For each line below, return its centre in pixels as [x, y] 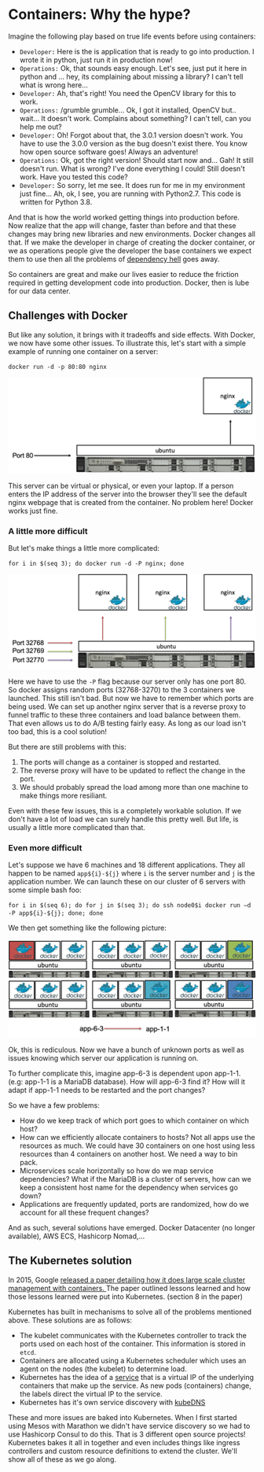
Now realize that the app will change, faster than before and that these [122, 225]
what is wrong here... [54, 85]
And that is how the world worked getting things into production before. [124, 217]
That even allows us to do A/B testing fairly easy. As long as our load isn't [127, 723]
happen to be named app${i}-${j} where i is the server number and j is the [132, 873]
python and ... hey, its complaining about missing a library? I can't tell [131, 76]
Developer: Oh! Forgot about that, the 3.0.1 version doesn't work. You [131, 135]
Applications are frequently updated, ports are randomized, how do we [134, 1205]
